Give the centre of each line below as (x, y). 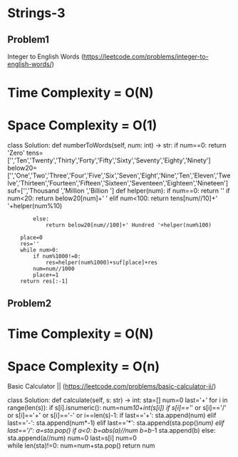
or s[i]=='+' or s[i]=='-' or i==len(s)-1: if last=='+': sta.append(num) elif (112, 415)
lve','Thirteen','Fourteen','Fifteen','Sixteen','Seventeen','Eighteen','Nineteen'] (118, 183)
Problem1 (29, 40)
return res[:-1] (45, 282)
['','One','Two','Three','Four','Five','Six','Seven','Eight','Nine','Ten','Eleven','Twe (119, 175)
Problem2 (30, 303)
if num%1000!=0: (57, 257)
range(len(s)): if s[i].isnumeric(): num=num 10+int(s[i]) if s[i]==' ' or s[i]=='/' (117, 407)
